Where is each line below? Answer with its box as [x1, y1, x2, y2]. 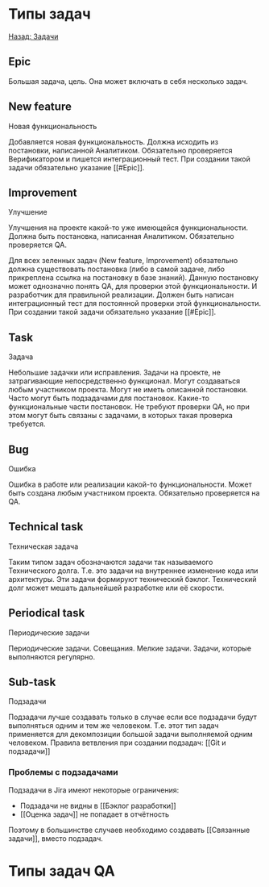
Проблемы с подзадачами [8, 767, 118, 778]
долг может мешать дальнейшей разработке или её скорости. [8, 583, 225, 592]
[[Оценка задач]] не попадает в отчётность [19, 809, 170, 819]
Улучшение [8, 207, 48, 217]
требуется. [8, 419, 46, 429]
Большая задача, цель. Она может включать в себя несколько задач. [8, 76, 248, 86]
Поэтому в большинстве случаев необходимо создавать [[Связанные [8, 825, 250, 835]
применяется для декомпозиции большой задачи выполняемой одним [8, 730, 254, 739]
